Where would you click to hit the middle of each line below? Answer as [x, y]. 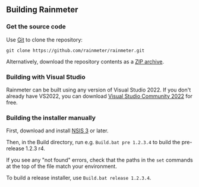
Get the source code [36, 27]
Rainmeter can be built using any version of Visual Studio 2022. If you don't [99, 90]
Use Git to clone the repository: [45, 39]
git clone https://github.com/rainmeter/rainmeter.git [75, 50]
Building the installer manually [51, 118]
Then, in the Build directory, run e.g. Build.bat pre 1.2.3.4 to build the [93, 142]
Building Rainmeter [42, 10]
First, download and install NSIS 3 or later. [57, 131]
